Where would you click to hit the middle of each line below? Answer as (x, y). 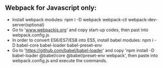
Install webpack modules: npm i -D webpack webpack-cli (70, 19)
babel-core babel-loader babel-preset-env (59, 45)
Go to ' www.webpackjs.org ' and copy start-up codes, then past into (80, 30)
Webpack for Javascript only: (51, 8)
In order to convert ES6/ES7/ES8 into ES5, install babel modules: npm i (83, 40)
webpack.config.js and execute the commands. (60, 60)
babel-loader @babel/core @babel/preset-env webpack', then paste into (85, 55)
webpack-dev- (143, 19)
